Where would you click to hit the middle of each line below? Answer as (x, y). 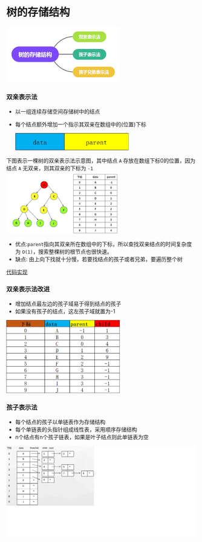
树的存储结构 (38, 12)
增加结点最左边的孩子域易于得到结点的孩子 (68, 303)
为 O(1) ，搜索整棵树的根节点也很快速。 (64, 252)
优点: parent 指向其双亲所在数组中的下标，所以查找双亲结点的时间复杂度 (103, 244)
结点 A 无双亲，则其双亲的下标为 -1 (50, 168)
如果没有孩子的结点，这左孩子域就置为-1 (65, 311)
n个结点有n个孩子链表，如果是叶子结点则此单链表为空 (82, 437)
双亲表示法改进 (28, 289)
